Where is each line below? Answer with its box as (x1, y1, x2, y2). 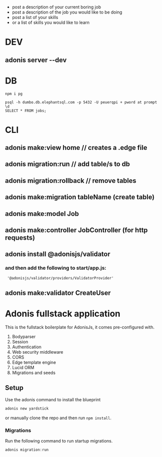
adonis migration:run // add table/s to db (5, 160, 130, 168)
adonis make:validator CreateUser (5, 289, 111, 297)
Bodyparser (12, 334, 36, 340)
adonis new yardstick (5, 406, 49, 411)
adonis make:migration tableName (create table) (5, 193, 155, 201)
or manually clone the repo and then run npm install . (5, 415, 112, 421)
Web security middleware (12, 349, 64, 355)
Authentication (12, 344, 42, 350)
